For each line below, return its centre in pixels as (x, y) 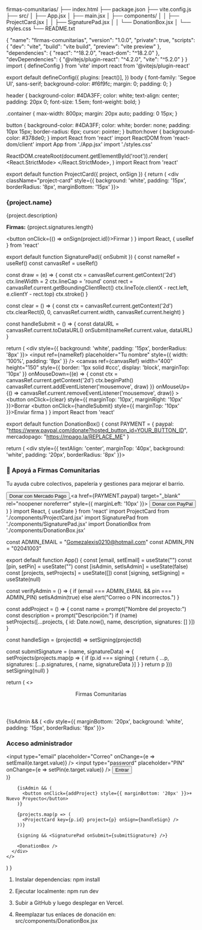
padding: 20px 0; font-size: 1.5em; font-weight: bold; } (73, 102)
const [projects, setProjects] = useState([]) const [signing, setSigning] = (96, 572)
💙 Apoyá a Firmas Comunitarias (53, 471)
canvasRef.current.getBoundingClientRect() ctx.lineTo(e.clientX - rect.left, (97, 288)
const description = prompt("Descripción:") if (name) (72, 615)
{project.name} (29, 202)
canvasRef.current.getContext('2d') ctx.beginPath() (70, 380)
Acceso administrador (39, 743)
